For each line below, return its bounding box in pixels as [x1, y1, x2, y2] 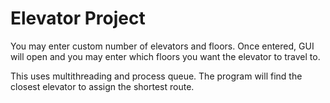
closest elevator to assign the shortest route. [10, 80, 195, 92]
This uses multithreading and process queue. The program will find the [10, 70, 303, 82]
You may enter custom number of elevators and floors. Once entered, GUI [10, 40, 315, 52]
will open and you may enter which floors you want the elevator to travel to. [10, 50, 321, 62]
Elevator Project [10, 7, 146, 30]
